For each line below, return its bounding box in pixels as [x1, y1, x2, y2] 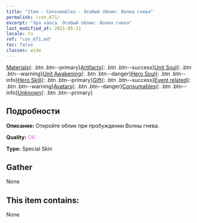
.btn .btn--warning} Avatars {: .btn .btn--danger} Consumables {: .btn [6, 83, 171, 90]
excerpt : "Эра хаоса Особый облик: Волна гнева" [6, 20, 133, 26]
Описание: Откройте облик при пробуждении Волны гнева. [6, 122, 159, 129]
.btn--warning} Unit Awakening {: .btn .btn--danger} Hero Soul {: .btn [6, 70, 171, 77]
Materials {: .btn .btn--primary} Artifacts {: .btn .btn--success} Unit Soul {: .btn [6, 64, 192, 71]
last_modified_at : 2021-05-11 [6, 25, 82, 32]
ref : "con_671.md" [6, 36, 52, 42]
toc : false [6, 42, 33, 48]
